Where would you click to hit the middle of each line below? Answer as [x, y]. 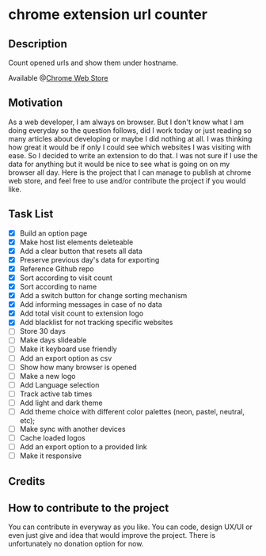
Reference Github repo [57, 269]
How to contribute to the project [89, 508]
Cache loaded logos [52, 438]
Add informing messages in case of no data [91, 304]
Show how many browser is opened [78, 367]
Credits [27, 481]
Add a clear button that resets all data [81, 251]
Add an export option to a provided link [84, 447]
